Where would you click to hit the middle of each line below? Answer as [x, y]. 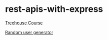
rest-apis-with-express [54, 9]
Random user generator [29, 32]
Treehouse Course [24, 23]
